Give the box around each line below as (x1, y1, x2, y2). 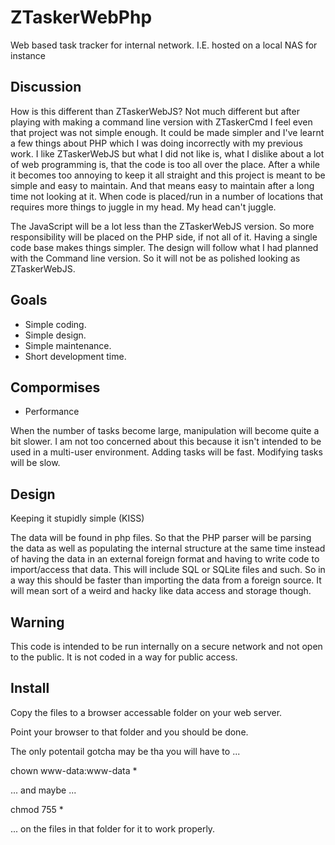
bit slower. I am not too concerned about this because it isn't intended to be (10, 436, 322, 448)
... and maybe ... (10, 784, 77, 796)
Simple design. (24, 329, 87, 341)
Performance (24, 406, 80, 418)
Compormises (10, 379, 101, 396)
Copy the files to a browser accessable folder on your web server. (10, 706, 283, 718)
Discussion (10, 79, 82, 96)
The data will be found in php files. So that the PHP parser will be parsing (10, 532, 312, 544)
